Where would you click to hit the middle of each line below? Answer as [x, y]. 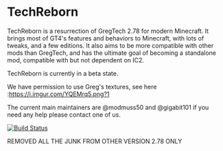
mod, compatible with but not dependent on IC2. [76, 60]
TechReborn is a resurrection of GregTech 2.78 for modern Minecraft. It [108, 31]
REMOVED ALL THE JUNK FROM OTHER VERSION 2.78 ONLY [95, 141]
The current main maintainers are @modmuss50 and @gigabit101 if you [108, 107]
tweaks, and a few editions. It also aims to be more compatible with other [110, 45]
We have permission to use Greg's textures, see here [82, 86]
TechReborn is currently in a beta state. [63, 73]
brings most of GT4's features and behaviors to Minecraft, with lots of [106, 38]
